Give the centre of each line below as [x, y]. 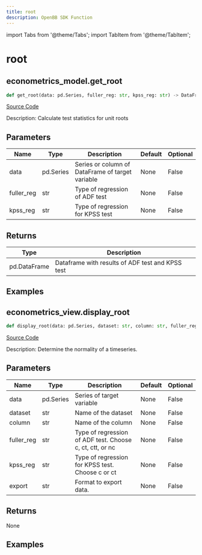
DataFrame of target [103, 172]
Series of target [97, 395]
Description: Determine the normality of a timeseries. [72, 349]
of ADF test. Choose [103, 440]
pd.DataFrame [29, 266]
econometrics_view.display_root [68, 312]
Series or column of [103, 165]
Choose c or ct [96, 472]
